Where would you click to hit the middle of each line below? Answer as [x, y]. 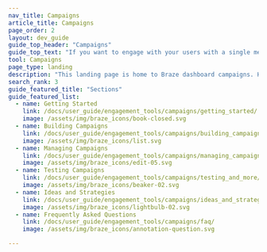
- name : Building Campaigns [62, 126]
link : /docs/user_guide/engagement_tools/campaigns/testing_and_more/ [142, 178]
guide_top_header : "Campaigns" [60, 45]
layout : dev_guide [39, 38]
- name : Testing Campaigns [60, 170]
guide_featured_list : [44, 97]
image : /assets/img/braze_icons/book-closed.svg [104, 119]
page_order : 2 [32, 30]
